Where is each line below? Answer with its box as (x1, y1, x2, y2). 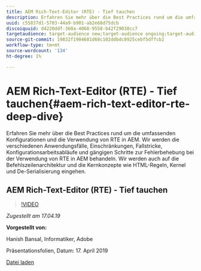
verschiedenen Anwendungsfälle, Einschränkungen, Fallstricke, (6, 142, 163, 150)
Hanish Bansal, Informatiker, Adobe (6, 236, 93, 243)
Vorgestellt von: (6, 224, 47, 231)
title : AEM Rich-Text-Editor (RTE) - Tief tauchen (6, 8, 135, 15)
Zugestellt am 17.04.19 (6, 212, 61, 220)
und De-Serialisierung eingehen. (6, 168, 86, 175)
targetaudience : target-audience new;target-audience (6, 31, 144, 37)
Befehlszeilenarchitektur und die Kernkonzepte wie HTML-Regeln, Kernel (6, 161, 186, 168)
